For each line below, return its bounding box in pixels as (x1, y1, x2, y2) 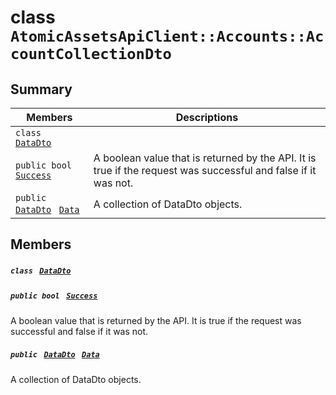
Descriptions (175, 111, 239, 124)
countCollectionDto (10, 45, 172, 64)
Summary (10, 81, 73, 98)
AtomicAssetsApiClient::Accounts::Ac (10, 27, 325, 46)
